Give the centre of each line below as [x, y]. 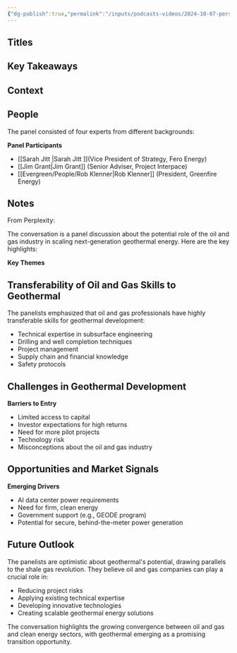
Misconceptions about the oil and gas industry [85, 447]
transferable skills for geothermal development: [76, 320]
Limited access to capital [54, 417]
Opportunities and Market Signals [83, 469]
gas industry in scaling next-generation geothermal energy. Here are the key [119, 241]
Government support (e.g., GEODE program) [82, 515]
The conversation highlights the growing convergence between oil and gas [116, 626]
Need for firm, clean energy [58, 507]
